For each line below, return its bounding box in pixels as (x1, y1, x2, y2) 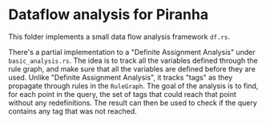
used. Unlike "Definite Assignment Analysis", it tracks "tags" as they (8, 72, 233, 82)
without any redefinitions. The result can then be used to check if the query (8, 98, 258, 107)
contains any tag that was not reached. (8, 106, 138, 116)
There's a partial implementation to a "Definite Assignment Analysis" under (8, 47, 256, 56)
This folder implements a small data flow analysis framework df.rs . (8, 32, 231, 41)
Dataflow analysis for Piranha (8, 6, 209, 24)
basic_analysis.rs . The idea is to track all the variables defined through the (8, 56, 258, 65)
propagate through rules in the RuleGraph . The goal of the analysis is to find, (8, 81, 259, 91)
